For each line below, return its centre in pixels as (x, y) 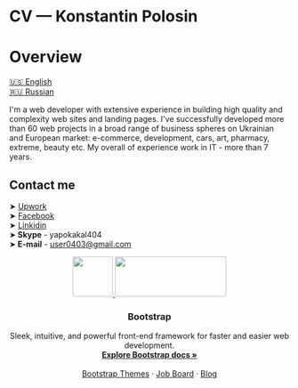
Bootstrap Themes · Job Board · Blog (149, 374)
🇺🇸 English (31, 82)
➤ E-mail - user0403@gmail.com (70, 244)
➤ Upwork (28, 206)
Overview (46, 57)
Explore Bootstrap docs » (149, 355)
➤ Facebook (32, 215)
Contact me (42, 185)
